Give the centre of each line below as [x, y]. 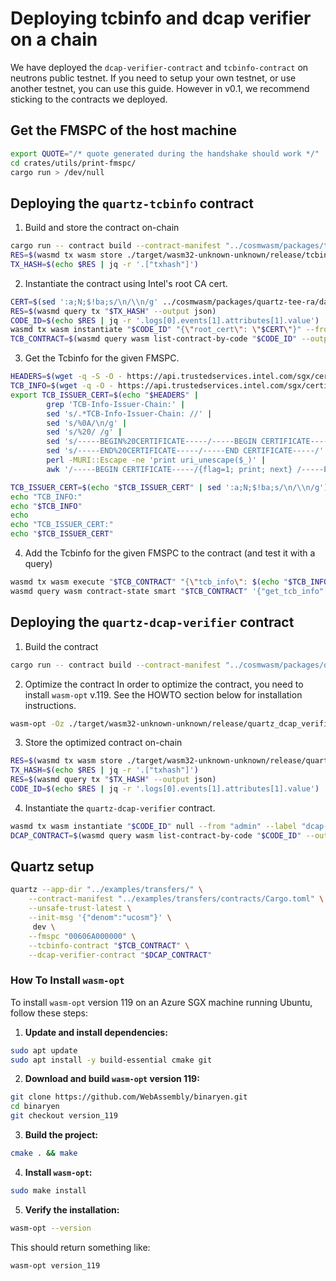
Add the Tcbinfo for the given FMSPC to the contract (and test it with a [170, 553]
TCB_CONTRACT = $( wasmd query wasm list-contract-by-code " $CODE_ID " [154, 339]
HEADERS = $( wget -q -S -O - [66, 377]
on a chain [54, 39]
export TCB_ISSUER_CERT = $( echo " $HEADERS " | [104, 395]
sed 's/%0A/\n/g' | [87, 423]
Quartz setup [52, 867]
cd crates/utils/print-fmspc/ [73, 163]
